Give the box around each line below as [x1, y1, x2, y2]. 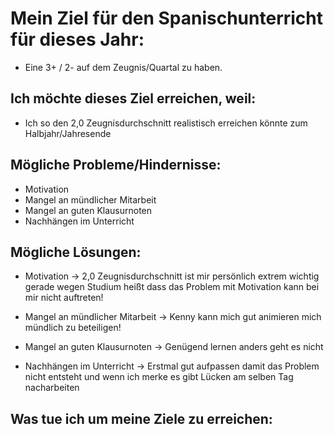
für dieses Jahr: [10, 28, 145, 51]
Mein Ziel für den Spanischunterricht [10, 7, 324, 30]
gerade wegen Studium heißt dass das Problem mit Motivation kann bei [24, 281, 320, 293]
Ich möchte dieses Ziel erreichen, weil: [10, 90, 257, 107]
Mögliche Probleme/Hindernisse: [10, 157, 222, 174]
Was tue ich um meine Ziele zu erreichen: [10, 410, 273, 427]
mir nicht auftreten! [24, 292, 104, 304]
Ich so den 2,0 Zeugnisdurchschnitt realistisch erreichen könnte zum [24, 117, 308, 129]
